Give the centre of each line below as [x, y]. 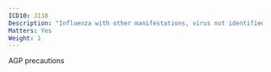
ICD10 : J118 [28, 16]
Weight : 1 [25, 38]
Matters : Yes [30, 30]
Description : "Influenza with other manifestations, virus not [117, 23]
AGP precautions [36, 61]
